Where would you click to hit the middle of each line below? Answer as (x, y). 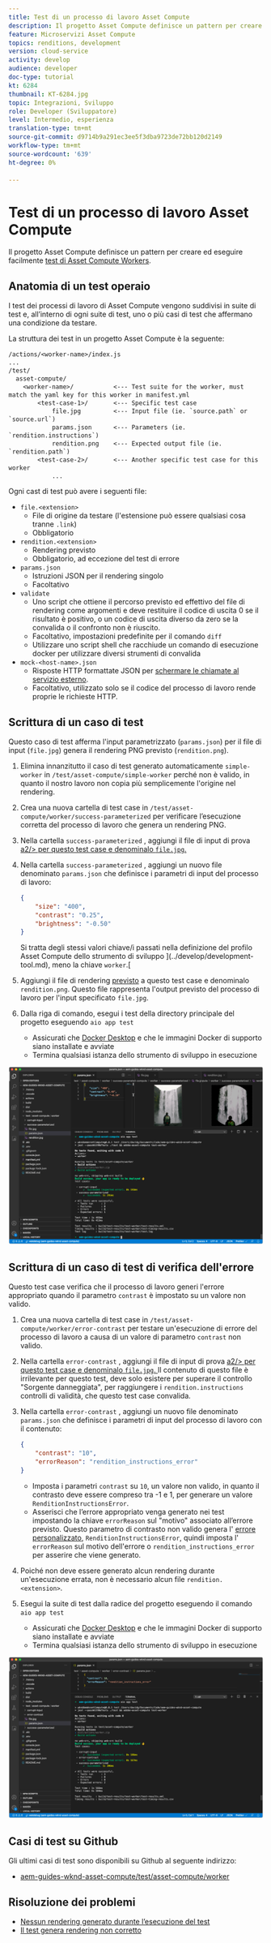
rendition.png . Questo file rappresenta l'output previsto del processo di (140, 989)
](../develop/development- (210, 956)
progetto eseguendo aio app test (77, 1022)
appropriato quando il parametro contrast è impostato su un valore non (127, 1296)
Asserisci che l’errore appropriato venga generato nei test (128, 1511)
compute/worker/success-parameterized (85, 817)
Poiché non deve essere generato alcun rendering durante (117, 1571)
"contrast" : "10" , (66, 1453)
